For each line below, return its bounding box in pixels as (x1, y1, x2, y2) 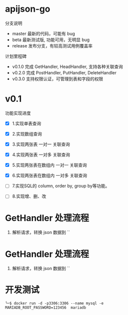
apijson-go (5, 3, 50, 15)
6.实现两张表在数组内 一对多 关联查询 (12, 173, 87, 179)
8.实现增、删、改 (12, 193, 46, 199)
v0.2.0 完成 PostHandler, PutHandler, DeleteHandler (12, 69, 117, 75)
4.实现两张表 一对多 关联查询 (12, 152, 70, 157)
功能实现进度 (5, 110, 31, 116)
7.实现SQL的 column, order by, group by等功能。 (12, 183, 110, 189)
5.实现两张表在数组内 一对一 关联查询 (12, 162, 87, 168)
